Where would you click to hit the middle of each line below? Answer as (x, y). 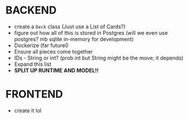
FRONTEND (34, 94)
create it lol (28, 110)
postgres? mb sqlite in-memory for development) (74, 39)
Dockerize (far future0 (41, 45)
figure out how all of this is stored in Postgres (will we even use (91, 32)
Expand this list (32, 64)
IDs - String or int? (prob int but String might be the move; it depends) (99, 58)
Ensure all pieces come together (53, 51)
